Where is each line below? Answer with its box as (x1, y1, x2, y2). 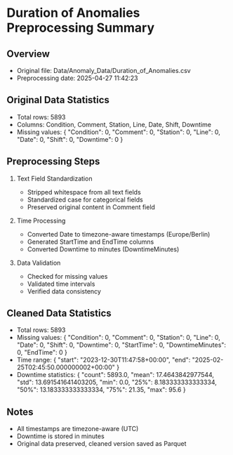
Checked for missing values (27, 272, 108, 280)
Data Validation (16, 258, 61, 267)
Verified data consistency (27, 286, 101, 296)
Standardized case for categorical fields (27, 195, 143, 204)
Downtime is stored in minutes (16, 432, 105, 440)
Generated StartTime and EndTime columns (27, 237, 154, 246)
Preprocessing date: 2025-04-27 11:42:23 (16, 74, 138, 82)
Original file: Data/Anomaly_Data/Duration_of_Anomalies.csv (16, 67, 191, 74)
